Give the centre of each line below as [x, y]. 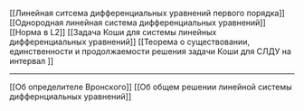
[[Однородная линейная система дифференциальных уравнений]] [138, 23]
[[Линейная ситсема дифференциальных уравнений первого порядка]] [147, 13]
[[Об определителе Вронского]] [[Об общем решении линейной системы [151, 87]
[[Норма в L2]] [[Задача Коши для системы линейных [113, 32]
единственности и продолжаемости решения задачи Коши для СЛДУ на [151, 51]
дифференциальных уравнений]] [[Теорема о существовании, [130, 42]
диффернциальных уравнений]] [71, 97]
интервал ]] [32, 61]
